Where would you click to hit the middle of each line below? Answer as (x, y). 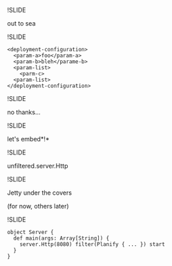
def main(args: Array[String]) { (61, 238)
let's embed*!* (28, 139)
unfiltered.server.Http (38, 166)
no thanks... (24, 112)
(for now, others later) (38, 206)
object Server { (30, 232)
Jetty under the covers (40, 193)
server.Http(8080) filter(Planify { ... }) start (93, 245)
